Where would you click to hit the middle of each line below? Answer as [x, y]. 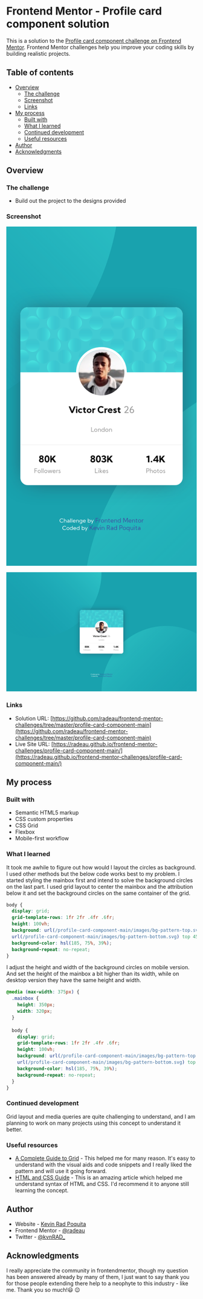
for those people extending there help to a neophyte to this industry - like [97, 1283]
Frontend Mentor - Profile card [84, 11]
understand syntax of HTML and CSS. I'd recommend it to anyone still [102, 1184]
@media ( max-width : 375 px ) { [43, 992]
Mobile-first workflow [42, 839]
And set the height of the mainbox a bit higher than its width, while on [93, 974]
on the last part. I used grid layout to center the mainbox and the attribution [100, 886]
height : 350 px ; [36, 1005]
